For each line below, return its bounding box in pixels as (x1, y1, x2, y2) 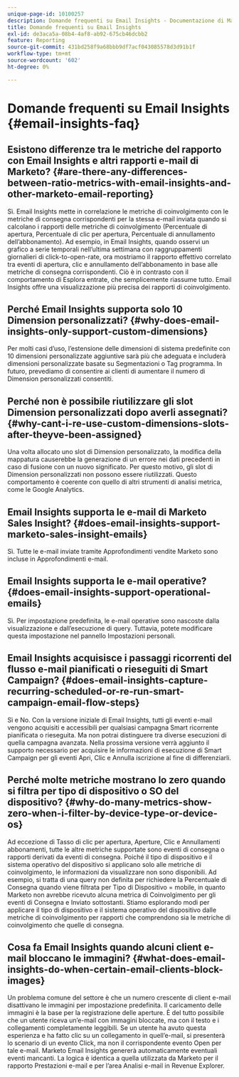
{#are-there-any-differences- (52, 166, 188, 178)
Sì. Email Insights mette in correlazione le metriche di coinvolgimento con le (7, 207, 229, 216)
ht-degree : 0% (7, 63, 50, 70)
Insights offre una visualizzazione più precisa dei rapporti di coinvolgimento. (7, 283, 231, 291)
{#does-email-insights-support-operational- (7, 587, 211, 599)
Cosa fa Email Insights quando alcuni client (7, 941, 202, 953)
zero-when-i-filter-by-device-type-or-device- (7, 807, 218, 819)
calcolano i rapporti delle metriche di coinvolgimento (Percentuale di (7, 222, 208, 231)
